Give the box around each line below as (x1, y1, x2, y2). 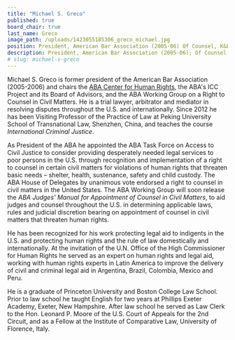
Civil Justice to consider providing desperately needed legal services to (7, 148, 214, 156)
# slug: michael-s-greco (7, 56, 80, 63)
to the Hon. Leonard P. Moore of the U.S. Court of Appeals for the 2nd (7, 309, 209, 318)
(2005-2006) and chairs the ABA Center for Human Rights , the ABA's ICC (7, 82, 219, 91)
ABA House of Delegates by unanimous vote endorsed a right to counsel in (7, 178, 223, 186)
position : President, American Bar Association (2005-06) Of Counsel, (7, 43, 218, 50)
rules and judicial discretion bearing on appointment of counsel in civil (7, 208, 210, 216)
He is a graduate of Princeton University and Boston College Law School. (7, 287, 218, 295)
